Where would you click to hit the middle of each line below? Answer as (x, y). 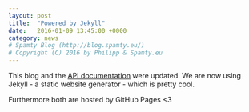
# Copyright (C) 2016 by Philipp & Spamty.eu (85, 53)
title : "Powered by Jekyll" (57, 23)
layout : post (30, 16)
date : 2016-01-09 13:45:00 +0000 (68, 30)
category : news (34, 38)
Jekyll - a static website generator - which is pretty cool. (101, 84)
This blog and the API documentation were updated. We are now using (125, 76)
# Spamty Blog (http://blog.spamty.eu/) (77, 46)
